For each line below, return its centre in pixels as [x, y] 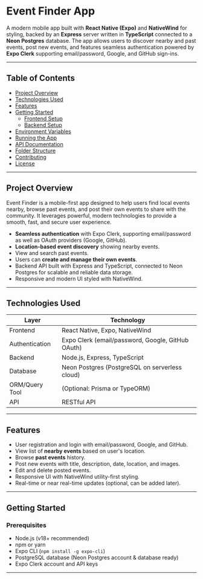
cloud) [71, 375]
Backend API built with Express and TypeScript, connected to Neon [99, 266]
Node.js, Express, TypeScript [102, 358]
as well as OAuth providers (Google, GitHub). [71, 240]
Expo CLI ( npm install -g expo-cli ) [60, 551]
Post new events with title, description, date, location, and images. [97, 464]
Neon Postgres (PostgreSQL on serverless [122, 367]
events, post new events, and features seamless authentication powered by [100, 47]
